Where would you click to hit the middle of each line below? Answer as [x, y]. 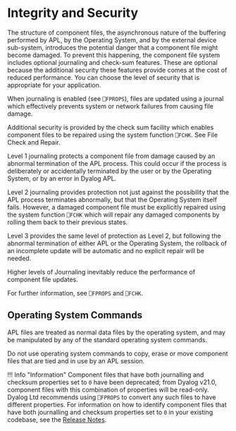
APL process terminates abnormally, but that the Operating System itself [112, 200]
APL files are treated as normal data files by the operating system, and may [116, 332]
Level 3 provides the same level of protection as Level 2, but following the [114, 236]
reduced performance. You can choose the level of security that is [104, 77]
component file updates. [43, 279]
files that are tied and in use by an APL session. [76, 360]
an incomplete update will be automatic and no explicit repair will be [106, 250]
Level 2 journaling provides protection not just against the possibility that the [118, 192]
